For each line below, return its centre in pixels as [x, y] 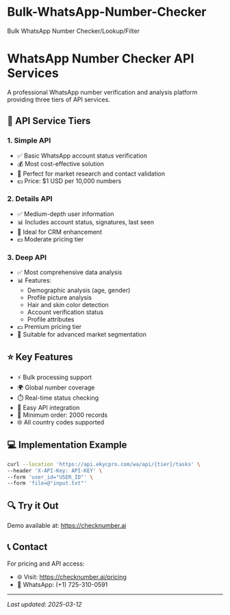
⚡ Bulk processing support [54, 377]
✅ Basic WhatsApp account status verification [82, 156]
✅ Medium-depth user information [65, 214]
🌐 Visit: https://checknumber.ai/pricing [72, 577]
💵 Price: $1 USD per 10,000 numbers [69, 181]
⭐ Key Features [40, 357]
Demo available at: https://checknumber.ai [67, 526]
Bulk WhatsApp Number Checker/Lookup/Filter [74, 31]
